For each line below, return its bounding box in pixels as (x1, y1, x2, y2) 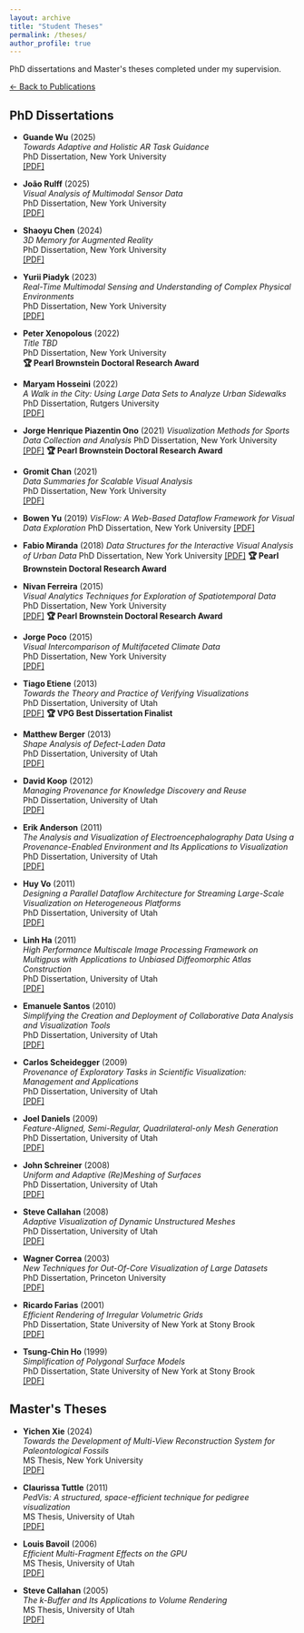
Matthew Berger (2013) (22, 729, 112, 740)
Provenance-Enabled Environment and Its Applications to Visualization (22, 842, 289, 852)
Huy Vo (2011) (22, 879, 75, 890)
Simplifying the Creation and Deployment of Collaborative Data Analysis (22, 1011, 294, 1022)
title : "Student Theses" (9, 22, 103, 31)
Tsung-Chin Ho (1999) (22, 1346, 108, 1357)
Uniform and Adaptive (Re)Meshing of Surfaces (22, 1170, 201, 1181)
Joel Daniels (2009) (22, 1114, 98, 1124)
